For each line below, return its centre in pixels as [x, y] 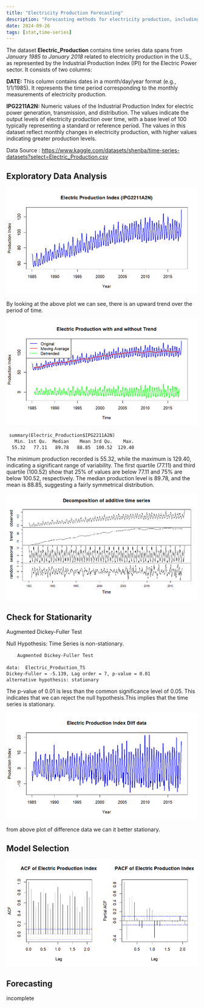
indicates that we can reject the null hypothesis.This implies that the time [97, 698]
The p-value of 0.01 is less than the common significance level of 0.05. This [101, 691]
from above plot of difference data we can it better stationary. [83, 829]
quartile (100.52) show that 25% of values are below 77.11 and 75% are [94, 472]
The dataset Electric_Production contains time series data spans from [94, 50]
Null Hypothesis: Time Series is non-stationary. [65, 644]
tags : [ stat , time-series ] [39, 32]
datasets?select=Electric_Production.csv [57, 157]
